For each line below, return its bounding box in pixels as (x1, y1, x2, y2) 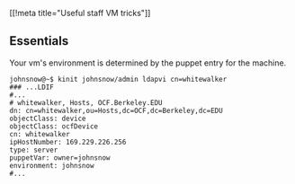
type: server (9, 145, 58, 154)
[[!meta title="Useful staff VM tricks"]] (9, 8, 151, 18)
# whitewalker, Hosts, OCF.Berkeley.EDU (9, 98, 164, 107)
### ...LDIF (9, 83, 54, 92)
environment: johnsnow (9, 161, 94, 170)
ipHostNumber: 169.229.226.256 (9, 137, 127, 146)
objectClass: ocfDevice (9, 121, 99, 131)
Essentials (9, 33, 69, 48)
